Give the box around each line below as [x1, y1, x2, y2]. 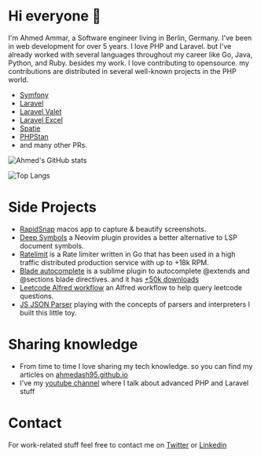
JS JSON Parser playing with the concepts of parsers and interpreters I [19, 299, 250, 309]
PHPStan [19, 131, 49, 141]
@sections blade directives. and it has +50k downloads [19, 275, 199, 284]
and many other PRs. [19, 140, 88, 149]
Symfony [19, 90, 50, 99]
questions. [19, 291, 54, 300]
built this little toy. [19, 308, 77, 317]
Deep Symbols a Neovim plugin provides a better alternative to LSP [19, 232, 238, 242]
